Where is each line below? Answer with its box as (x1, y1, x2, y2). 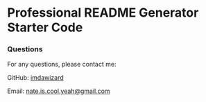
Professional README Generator (7, 5, 199, 21)
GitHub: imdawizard (7, 74, 64, 82)
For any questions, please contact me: (7, 60, 117, 69)
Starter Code (7, 19, 83, 35)
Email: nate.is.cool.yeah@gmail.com (7, 87, 110, 95)
